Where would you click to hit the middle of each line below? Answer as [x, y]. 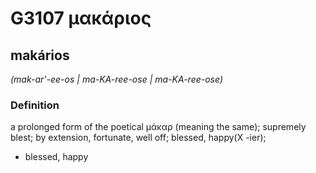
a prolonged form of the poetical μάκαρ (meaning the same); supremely [158, 127]
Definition [35, 105]
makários [40, 55]
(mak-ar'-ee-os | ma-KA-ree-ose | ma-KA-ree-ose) [116, 79]
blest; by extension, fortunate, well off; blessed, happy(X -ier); [138, 138]
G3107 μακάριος [81, 18]
